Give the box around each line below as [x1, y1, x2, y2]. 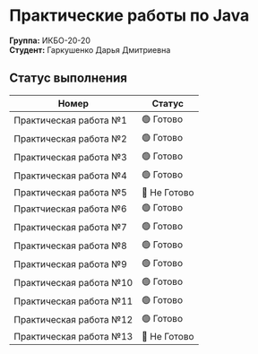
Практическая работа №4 [13, 169, 127, 182]
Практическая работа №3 [13, 151, 127, 164]
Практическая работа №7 [13, 221, 127, 234]
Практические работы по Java [9, 5, 250, 26]
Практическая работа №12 [13, 314, 133, 326]
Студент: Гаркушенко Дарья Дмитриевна [9, 44, 171, 55]
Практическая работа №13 [13, 330, 133, 342]
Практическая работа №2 [13, 133, 127, 145]
